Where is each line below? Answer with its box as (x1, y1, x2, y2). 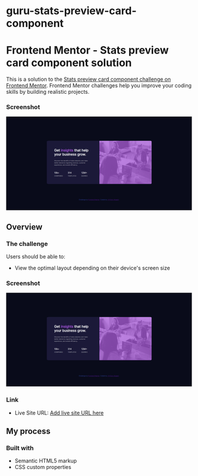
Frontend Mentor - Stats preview (6, 44, 169, 57)
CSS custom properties (14, 464, 72, 471)
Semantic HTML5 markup (14, 457, 77, 464)
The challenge (6, 239, 48, 248)
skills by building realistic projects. (6, 88, 90, 96)
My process (6, 426, 51, 436)
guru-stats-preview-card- (6, 4, 137, 18)
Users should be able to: (6, 253, 66, 260)
